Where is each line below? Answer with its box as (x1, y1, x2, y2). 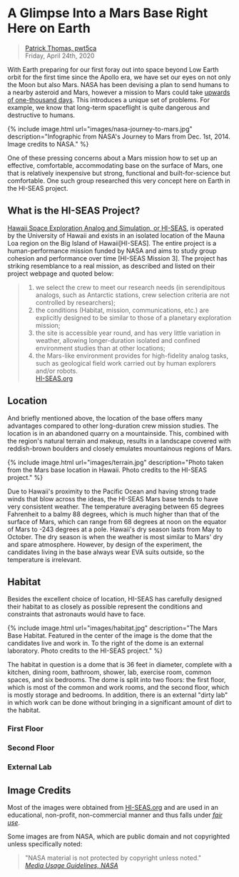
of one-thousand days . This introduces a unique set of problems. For (7, 95, 210, 104)
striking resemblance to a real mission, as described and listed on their (7, 261, 215, 270)
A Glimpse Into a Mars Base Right (7, 5, 208, 21)
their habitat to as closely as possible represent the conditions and (7, 602, 203, 611)
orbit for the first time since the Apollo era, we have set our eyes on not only (7, 73, 231, 81)
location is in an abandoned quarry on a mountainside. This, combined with (7, 429, 229, 437)
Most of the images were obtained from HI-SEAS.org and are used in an (7, 803, 219, 811)
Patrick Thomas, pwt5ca (24, 44, 97, 52)
